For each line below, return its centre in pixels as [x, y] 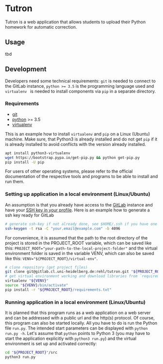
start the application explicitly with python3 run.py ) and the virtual [71, 339]
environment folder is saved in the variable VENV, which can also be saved [80, 253]
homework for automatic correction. [41, 27]
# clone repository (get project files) [47, 267]
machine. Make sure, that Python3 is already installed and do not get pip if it [81, 139]
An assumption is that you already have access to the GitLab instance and [79, 205]
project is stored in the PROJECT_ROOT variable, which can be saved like [78, 243]
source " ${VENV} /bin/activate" [37, 285]
